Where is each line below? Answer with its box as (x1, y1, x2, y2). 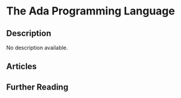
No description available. (6, 44, 68, 51)
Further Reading (6, 82, 69, 92)
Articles (6, 61, 37, 72)
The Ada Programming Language (6, 4, 175, 18)
